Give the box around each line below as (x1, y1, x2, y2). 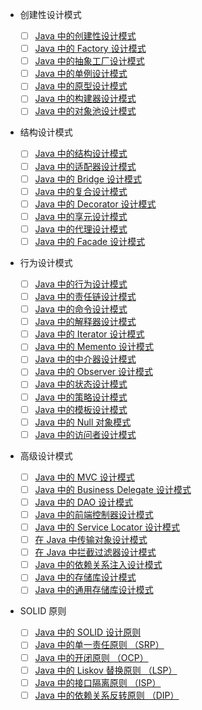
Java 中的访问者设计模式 (34, 428, 137, 440)
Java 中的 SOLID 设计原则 (34, 626, 142, 638)
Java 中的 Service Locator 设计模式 (34, 521, 181, 533)
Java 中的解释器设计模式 (34, 316, 137, 328)
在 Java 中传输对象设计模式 (34, 534, 148, 546)
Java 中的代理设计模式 (34, 223, 128, 235)
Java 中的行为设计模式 (34, 278, 128, 290)
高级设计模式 (19, 449, 73, 462)
